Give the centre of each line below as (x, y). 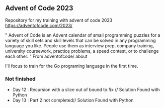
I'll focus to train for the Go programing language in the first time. (72, 66)
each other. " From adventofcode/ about (46, 56)
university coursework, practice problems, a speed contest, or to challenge (82, 51)
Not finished (20, 79)
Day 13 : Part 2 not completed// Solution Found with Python (73, 100)
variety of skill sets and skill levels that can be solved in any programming (81, 40)
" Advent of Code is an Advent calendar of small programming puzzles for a (83, 35)
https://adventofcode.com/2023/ (39, 25)
